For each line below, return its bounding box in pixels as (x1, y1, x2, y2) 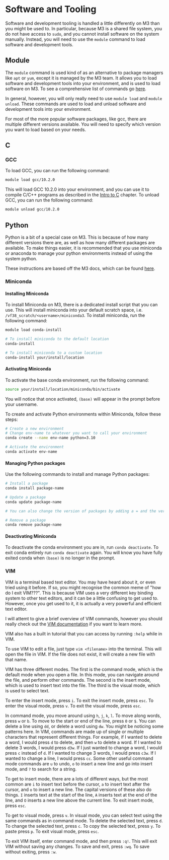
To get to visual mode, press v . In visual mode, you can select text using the (5, 812, 162, 818)
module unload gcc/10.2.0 (5, 207, 59, 212)
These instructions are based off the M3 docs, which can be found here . (5, 265, 155, 271)
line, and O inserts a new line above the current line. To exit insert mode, (5, 797, 154, 803)
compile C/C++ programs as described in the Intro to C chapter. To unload (5, 192, 159, 198)
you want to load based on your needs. (5, 126, 87, 132)
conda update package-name (5, 499, 62, 505)
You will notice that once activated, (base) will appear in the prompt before (5, 396, 160, 402)
